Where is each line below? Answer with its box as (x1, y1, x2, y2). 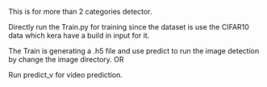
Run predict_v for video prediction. (8, 70, 123, 79)
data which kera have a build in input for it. (8, 31, 150, 40)
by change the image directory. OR (8, 55, 124, 64)
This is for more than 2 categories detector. (8, 7, 152, 16)
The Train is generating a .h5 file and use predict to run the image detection (8, 46, 260, 55)
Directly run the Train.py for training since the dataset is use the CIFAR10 (8, 22, 250, 31)
